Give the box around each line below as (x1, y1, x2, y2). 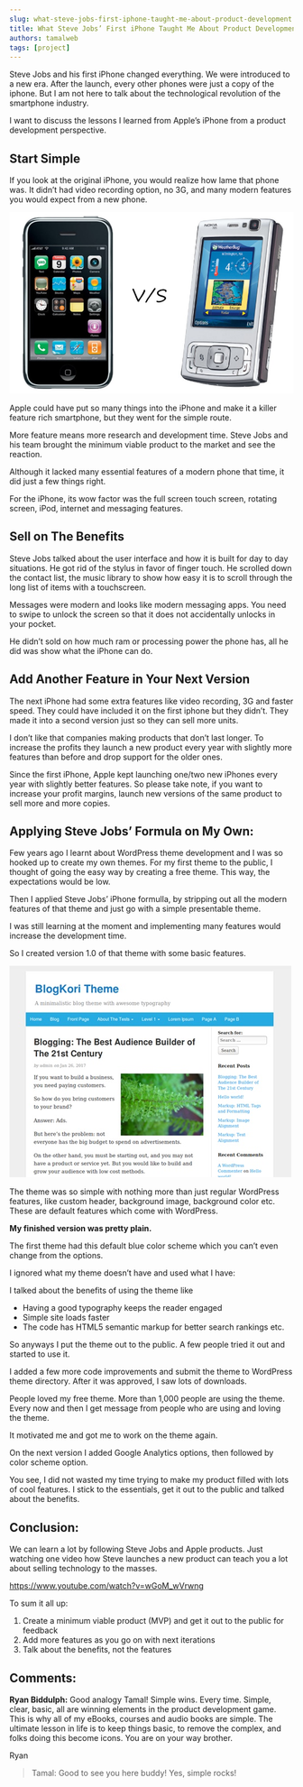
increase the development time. (9, 930, 127, 942)
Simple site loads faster (22, 1313, 110, 1323)
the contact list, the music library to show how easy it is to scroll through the (9, 572, 293, 583)
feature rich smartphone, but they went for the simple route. (9, 412, 233, 423)
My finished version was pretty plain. (9, 1223, 152, 1234)
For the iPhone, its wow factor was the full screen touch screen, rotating (9, 493, 278, 504)
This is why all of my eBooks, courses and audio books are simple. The (9, 1714, 273, 1725)
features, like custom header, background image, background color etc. (9, 1196, 276, 1207)
